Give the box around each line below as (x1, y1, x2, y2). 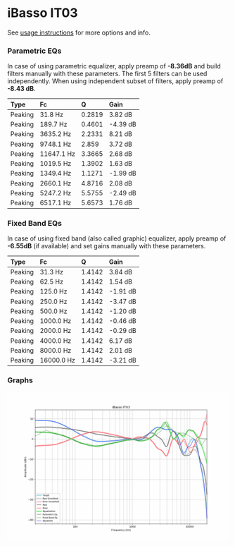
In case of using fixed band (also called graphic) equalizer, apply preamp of (7, 234, 227, 243)
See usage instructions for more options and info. (7, 28, 151, 37)
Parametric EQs (7, 46, 62, 56)
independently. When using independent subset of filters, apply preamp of (7, 77, 224, 85)
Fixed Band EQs (7, 218, 62, 228)
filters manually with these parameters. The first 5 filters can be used (7, 69, 208, 78)
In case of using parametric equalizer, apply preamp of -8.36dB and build (7, 62, 222, 71)
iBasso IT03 (7, 5, 79, 21)
